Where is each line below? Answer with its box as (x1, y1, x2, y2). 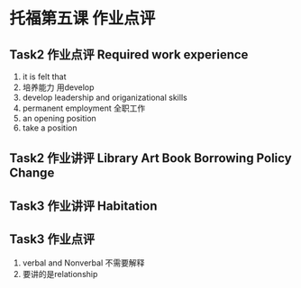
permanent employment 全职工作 (22, 103, 146, 113)
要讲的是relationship (22, 268, 98, 279)
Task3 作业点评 (9, 231, 96, 247)
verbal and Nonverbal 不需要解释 (22, 257, 145, 268)
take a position (22, 122, 78, 133)
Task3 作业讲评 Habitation (9, 198, 158, 213)
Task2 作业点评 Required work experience (9, 47, 249, 62)
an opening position (22, 113, 96, 123)
